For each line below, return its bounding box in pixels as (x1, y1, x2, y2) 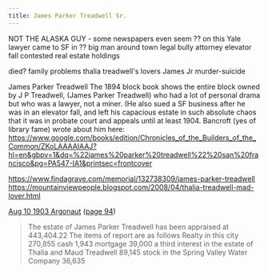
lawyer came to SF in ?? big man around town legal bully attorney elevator (8, 42, 252, 52)
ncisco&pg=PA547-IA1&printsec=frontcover (8, 158, 153, 168)
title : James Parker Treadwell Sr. (8, 11, 127, 20)
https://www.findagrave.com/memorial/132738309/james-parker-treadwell (8, 174, 256, 183)
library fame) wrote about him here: (8, 124, 126, 134)
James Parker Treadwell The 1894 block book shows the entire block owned (8, 82, 260, 91)
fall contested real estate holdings (8, 50, 120, 60)
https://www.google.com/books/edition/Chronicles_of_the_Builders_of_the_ (8, 133, 257, 143)
